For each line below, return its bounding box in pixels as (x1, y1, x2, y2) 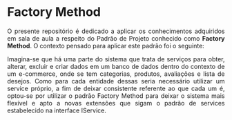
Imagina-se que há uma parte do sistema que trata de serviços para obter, (7, 54, 225, 63)
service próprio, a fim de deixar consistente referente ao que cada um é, (7, 84, 225, 92)
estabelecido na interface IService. (7, 106, 107, 114)
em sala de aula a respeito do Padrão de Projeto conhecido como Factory (7, 34, 225, 42)
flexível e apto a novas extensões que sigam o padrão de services (7, 99, 225, 107)
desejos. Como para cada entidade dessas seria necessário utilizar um (7, 77, 225, 85)
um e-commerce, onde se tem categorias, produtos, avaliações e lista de (7, 70, 225, 78)
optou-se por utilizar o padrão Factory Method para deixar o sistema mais (7, 91, 225, 100)
